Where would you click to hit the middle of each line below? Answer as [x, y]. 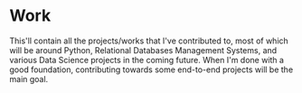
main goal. [29, 79]
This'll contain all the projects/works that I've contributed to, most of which [149, 41]
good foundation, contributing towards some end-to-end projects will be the [151, 70]
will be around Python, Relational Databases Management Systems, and [143, 50]
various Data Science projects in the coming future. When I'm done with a [147, 60]
